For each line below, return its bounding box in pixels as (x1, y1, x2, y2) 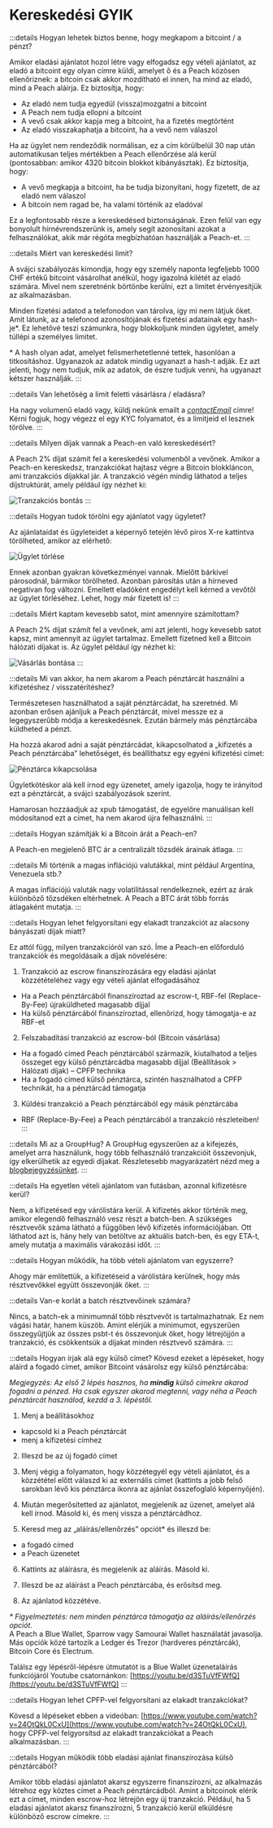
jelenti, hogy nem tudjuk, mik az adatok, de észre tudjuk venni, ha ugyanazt (9, 365, 262, 374)
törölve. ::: (9, 422, 43, 432)
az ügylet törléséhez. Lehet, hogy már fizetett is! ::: (9, 593, 180, 603)
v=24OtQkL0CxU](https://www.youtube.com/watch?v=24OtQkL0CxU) (9, 1719, 246, 1729)
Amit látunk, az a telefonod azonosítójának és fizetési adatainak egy (9, 314, 236, 324)
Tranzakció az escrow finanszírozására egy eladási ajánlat (20, 966, 216, 976)
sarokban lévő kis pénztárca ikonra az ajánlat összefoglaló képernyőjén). (20, 1484, 265, 1493)
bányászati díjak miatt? (9, 926, 86, 936)
